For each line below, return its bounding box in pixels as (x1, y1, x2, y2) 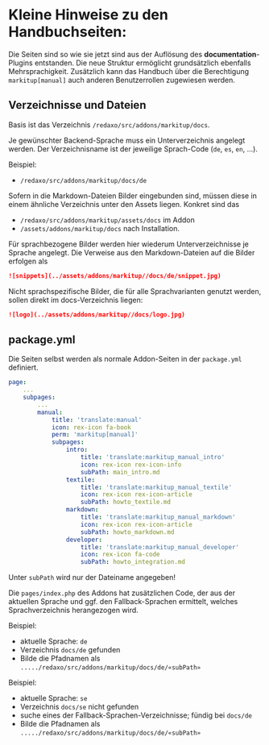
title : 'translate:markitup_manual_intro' (80, 453, 226, 461)
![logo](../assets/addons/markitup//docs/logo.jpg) (8, 310, 185, 319)
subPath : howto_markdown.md (80, 528, 175, 536)
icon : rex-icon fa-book (51, 423, 131, 432)
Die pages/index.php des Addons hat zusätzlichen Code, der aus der (8, 588, 236, 598)
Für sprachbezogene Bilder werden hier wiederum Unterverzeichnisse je (8, 239, 250, 249)
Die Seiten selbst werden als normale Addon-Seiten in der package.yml (8, 354, 242, 364)
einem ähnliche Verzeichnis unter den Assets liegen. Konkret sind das (8, 199, 240, 209)
